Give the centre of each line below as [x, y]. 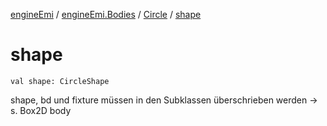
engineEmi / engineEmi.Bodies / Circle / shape [106, 14]
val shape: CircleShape [60, 81]
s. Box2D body [41, 110]
